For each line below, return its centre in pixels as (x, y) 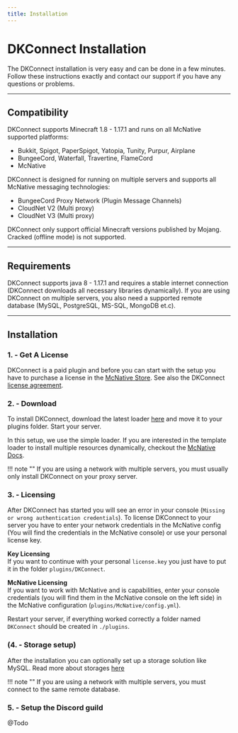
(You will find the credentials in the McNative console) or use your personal (117, 533)
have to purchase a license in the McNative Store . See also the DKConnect (116, 377)
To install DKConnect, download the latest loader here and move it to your (115, 419)
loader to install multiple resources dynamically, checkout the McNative (112, 448)
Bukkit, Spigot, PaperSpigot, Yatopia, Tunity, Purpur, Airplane (107, 151)
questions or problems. (41, 84)
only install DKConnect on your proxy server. (73, 477)
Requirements (39, 266)
